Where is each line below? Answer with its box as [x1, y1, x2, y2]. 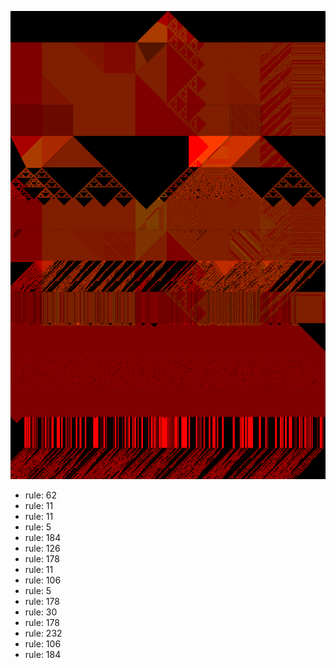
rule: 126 [24, 542, 61, 555]
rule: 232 [24, 627, 63, 640]
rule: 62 [24, 489, 58, 501]
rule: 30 [24, 606, 58, 618]
